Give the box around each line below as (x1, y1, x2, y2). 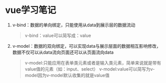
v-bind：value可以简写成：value (24, 32, 91, 38)
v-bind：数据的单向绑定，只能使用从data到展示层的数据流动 (12, 22, 136, 28)
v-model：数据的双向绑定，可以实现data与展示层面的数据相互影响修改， (12, 43, 161, 49)
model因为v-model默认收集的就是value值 (24, 72, 110, 78)
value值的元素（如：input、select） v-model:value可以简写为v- (24, 66, 155, 72)
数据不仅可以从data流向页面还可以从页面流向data (12, 49, 114, 55)
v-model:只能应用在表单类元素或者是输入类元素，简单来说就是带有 (24, 60, 162, 66)
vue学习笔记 (5, 4, 56, 16)
